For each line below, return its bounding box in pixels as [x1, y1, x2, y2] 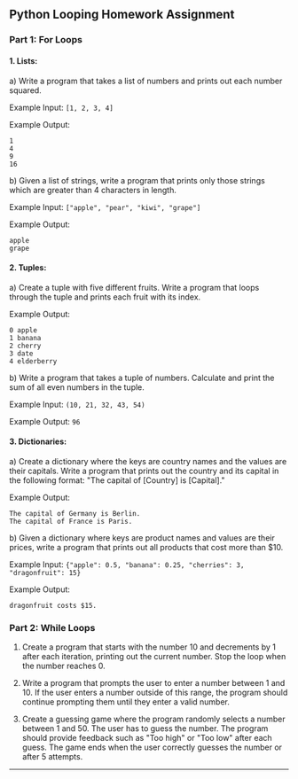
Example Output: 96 [9, 416, 81, 426]
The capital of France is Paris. [9, 517, 133, 526]
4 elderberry [9, 356, 58, 366]
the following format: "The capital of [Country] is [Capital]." [9, 474, 225, 486]
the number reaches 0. [21, 660, 106, 672]
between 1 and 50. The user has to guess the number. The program [21, 723, 269, 734]
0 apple [9, 325, 38, 335]
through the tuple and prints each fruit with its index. [9, 292, 201, 302]
